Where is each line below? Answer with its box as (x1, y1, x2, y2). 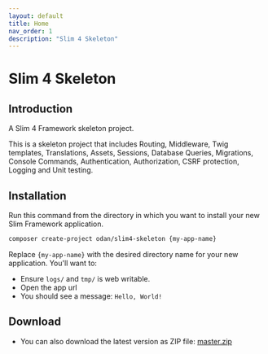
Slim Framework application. (8, 219, 104, 229)
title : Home (8, 20, 49, 28)
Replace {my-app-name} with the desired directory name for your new (8, 249, 239, 259)
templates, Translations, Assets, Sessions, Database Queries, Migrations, (8, 148, 254, 158)
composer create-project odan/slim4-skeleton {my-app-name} (8, 235, 217, 243)
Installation (8, 189, 67, 203)
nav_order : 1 (8, 27, 53, 35)
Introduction (8, 102, 73, 116)
